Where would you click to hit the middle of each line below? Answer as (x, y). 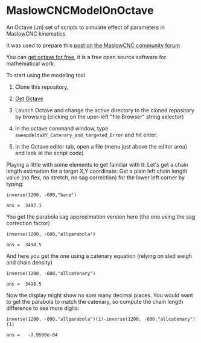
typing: (15, 184)
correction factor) (28, 223)
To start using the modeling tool (46, 75)
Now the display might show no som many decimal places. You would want (100, 295)
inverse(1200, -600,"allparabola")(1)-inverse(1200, (74, 319)
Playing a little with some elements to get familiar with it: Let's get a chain (97, 164)
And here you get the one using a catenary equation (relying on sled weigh (99, 256)
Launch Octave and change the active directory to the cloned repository (105, 110)
